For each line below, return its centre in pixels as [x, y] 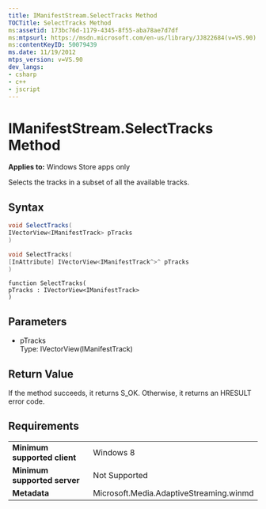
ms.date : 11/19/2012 [42, 52]
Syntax [26, 207]
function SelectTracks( [47, 283]
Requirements [44, 426]
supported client [44, 458]
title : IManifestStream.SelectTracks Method [83, 15]
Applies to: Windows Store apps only [69, 167]
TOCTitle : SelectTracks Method [60, 23]
